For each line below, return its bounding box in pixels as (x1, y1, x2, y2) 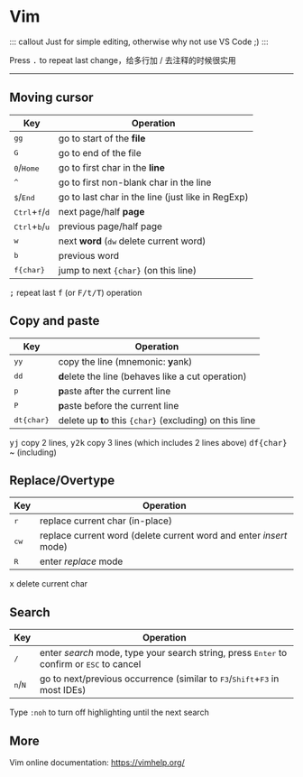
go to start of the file (58, 132, 146, 144)
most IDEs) (39, 684, 87, 697)
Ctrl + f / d (14, 205, 50, 217)
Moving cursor (9, 90, 94, 106)
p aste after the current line (58, 384, 171, 397)
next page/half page (58, 205, 145, 217)
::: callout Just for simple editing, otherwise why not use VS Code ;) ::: (9, 36, 269, 47)
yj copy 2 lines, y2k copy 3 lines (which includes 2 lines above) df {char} (9, 437, 288, 448)
